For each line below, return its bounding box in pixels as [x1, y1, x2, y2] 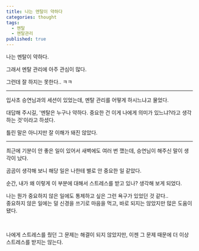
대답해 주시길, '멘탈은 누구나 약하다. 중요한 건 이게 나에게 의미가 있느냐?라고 [6, 109, 181, 116]
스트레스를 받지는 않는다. [6, 239, 63, 246]
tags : [6, 20, 20, 25]
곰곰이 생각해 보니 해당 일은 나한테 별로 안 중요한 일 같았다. [6, 167, 142, 174]
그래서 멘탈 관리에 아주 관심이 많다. [6, 66, 87, 73]
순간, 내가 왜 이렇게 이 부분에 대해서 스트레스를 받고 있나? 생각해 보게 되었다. [6, 180, 182, 186]
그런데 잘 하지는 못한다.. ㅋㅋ [6, 78, 73, 85]
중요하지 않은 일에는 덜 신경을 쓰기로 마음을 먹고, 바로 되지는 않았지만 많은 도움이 [6, 199, 192, 207]
